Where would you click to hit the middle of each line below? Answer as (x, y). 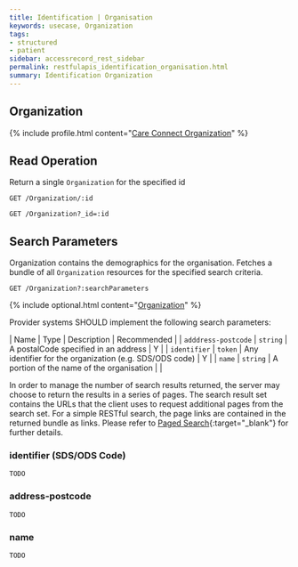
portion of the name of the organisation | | (86, 368)
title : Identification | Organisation (81, 17)
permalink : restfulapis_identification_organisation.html (119, 68)
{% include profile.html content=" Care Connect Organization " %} (129, 133)
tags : (19, 34)
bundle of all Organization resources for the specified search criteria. (136, 272)
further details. (36, 433)
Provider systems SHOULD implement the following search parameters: (140, 322)
